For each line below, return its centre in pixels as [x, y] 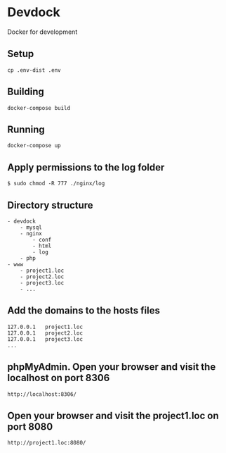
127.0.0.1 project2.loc [45, 333]
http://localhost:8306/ [42, 394]
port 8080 [30, 427]
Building [26, 92]
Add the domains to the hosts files [84, 311]
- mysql [31, 228]
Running [26, 129]
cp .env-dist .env [34, 70]
